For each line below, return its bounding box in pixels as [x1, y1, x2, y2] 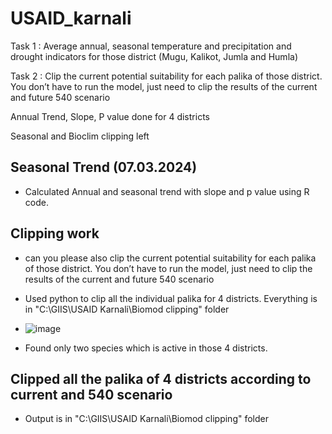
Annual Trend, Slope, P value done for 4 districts [10, 110, 210, 122]
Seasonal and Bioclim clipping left [10, 130, 150, 142]
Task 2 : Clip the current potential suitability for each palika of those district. [10, 70, 323, 82]
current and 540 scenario [10, 386, 173, 403]
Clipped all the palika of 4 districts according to [10, 370, 312, 387]
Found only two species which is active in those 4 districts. [24, 342, 268, 354]
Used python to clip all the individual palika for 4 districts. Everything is [24, 292, 318, 304]
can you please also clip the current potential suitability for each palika [24, 252, 317, 264]
